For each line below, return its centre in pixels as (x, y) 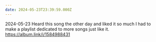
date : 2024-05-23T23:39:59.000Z (38, 10)
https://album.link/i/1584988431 (38, 34)
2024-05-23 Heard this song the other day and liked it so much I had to (78, 24)
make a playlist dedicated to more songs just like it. (57, 29)
